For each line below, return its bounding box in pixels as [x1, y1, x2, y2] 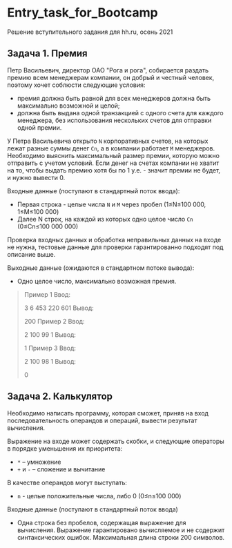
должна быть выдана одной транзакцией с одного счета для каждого [17, 108, 224, 117]
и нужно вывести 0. [7, 173, 66, 182]
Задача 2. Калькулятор [7, 391, 113, 402]
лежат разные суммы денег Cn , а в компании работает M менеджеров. [7, 144, 215, 153]
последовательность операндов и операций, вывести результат [7, 416, 197, 424]
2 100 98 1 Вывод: [23, 357, 76, 365]
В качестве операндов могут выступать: [7, 478, 128, 487]
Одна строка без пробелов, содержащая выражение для [17, 518, 186, 527]
